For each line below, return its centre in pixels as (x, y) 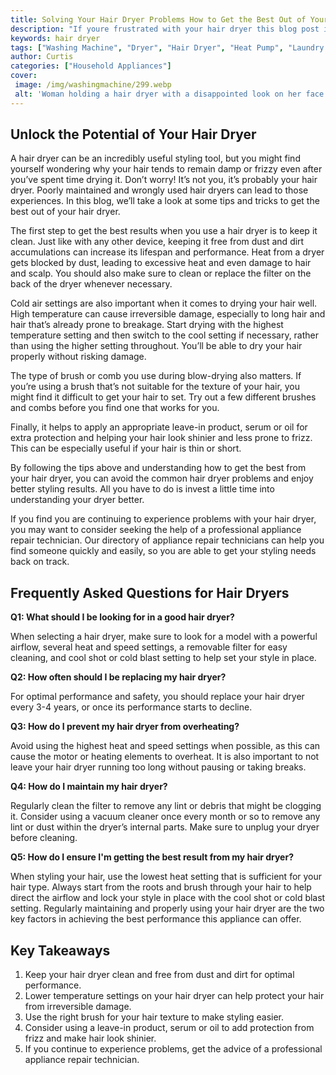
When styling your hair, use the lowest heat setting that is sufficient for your (166, 877)
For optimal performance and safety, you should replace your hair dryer (157, 697)
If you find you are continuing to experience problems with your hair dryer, (163, 519)
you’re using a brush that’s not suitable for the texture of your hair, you (155, 387)
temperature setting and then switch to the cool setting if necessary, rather (165, 335)
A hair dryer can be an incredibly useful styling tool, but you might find (155, 158)
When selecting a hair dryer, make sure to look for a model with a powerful (164, 637)
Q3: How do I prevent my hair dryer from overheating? (125, 727)
